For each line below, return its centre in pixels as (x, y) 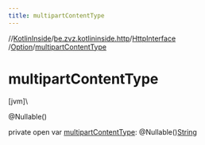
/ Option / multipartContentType (58, 47)
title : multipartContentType (56, 16)
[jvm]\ (18, 101)
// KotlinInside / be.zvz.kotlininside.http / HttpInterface (92, 38)
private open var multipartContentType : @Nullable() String (102, 131)
